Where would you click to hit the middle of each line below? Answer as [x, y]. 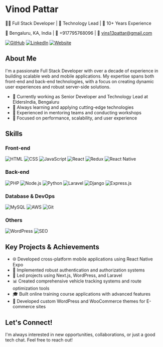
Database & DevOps [30, 196]
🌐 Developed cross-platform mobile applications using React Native [83, 259]
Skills [14, 134]
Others [14, 220]
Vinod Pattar [32, 9]
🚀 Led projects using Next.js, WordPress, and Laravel [67, 275]
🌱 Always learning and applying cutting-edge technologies [73, 107]
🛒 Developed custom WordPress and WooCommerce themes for [79, 301]
